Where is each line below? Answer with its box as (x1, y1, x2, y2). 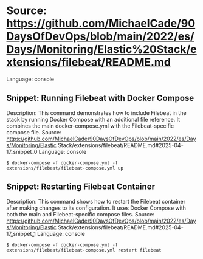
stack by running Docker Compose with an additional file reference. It (6, 116, 181, 123)
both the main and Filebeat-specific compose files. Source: (6, 210, 155, 218)
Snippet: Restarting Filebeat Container (6, 182, 155, 192)
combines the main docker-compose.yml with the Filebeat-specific (6, 122, 174, 129)
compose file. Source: (6, 128, 62, 136)
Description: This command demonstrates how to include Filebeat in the (6, 109, 187, 116)
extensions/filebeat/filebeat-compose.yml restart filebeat (6, 247, 162, 253)
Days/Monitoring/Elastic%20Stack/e (6, 43, 197, 57)
